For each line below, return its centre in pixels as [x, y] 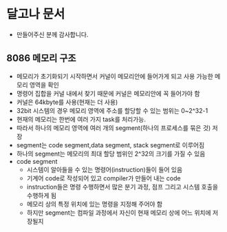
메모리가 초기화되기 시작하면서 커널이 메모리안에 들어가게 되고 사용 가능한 [115, 76]
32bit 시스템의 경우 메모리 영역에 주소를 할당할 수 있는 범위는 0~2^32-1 [112, 110]
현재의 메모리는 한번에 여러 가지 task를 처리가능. [81, 119]
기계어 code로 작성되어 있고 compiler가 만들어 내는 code [104, 178]
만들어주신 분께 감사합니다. [52, 34]
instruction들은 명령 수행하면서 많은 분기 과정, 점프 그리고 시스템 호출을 [122, 187]
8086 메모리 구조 [41, 58]
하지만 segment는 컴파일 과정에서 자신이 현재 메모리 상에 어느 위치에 [119, 212]
